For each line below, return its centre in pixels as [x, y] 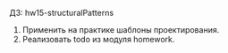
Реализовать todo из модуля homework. [98, 39]
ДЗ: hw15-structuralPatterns [62, 13]
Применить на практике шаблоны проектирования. [121, 30]
